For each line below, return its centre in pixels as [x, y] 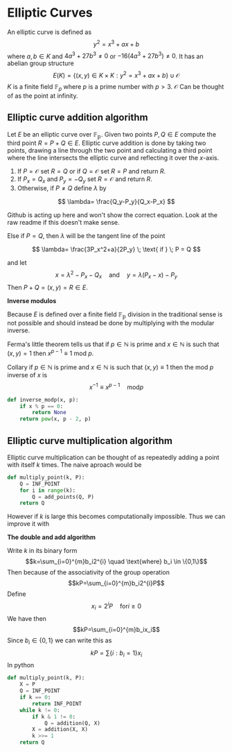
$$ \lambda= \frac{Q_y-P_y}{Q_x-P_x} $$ [116, 202]
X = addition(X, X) [60, 730]
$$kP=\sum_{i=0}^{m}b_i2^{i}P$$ [116, 583]
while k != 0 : [40, 710]
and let [17, 263]
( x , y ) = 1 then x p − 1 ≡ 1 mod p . [51, 353]
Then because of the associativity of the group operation [89, 572]
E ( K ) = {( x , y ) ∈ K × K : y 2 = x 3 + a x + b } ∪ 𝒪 [116, 75]
